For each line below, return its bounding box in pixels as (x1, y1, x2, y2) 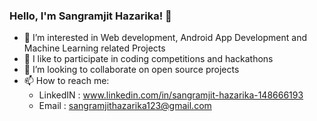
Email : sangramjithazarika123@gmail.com (38, 100, 212, 112)
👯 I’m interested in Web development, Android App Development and (23, 32, 307, 44)
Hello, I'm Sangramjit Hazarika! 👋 (9, 9, 172, 23)
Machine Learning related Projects (23, 42, 166, 54)
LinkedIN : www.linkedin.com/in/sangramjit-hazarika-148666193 (38, 89, 304, 101)
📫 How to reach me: (23, 75, 110, 87)
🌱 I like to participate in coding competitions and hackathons (23, 53, 274, 65)
